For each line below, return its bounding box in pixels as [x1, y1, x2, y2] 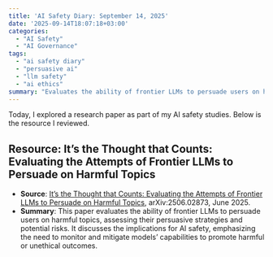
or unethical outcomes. [19, 241, 98, 250]
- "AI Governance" [15, 42, 79, 50]
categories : [8, 27, 49, 35]
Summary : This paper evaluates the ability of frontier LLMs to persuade [19, 207, 262, 216]
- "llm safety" [15, 72, 67, 81]
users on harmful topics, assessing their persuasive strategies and [19, 215, 243, 224]
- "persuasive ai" [15, 65, 79, 73]
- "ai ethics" [15, 80, 63, 88]
